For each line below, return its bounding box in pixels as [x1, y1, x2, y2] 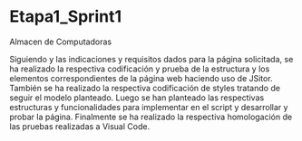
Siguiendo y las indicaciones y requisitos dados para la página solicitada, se [9, 53, 294, 64]
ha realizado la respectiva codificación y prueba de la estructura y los [9, 63, 270, 74]
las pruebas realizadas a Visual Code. [9, 120, 151, 132]
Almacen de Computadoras [9, 36, 112, 47]
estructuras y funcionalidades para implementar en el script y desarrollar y [9, 101, 288, 112]
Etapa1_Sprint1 [9, 6, 122, 27]
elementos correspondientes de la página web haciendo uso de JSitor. [9, 72, 274, 83]
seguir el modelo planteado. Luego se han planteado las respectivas [9, 92, 265, 103]
